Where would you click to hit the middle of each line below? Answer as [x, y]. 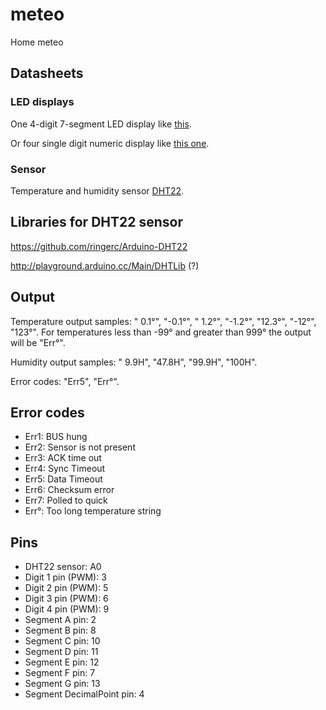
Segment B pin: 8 [60, 630]
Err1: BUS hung [56, 437]
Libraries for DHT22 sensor [96, 222]
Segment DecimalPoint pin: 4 [84, 694]
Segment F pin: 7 [60, 673]
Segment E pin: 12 [62, 662]
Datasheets [47, 73]
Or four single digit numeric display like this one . [110, 143]
